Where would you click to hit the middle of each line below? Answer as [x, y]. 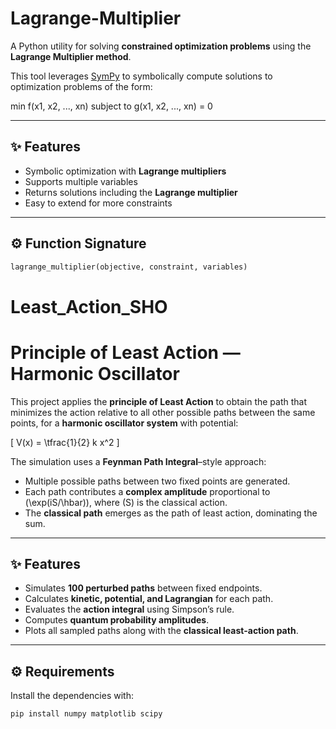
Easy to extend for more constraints [98, 203]
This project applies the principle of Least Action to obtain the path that [159, 401]
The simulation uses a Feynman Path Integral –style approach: [138, 461]
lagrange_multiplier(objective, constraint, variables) [129, 267]
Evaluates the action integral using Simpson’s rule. [129, 609]
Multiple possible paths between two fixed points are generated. [157, 481]
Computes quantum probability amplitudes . [117, 620]
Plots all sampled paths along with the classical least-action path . [161, 631]
